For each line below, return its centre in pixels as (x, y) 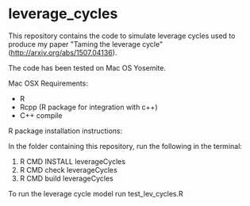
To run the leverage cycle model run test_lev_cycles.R (96, 193)
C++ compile (41, 115)
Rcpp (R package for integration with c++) (88, 107)
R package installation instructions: (65, 131)
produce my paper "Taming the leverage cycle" (86, 44)
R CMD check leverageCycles (68, 170)
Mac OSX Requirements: (48, 83)
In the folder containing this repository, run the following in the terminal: (125, 146)
